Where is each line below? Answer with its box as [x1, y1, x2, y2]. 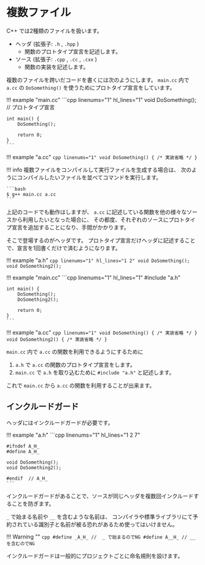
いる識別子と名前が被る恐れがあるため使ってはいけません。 [27, 520, 178, 528]
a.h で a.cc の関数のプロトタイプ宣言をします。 [15, 360, 136, 368]
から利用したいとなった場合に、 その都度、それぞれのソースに [11, 216, 169, 223]
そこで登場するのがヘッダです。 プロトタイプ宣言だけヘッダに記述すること [6, 236, 196, 244]
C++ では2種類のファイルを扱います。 [6, 27, 102, 34]
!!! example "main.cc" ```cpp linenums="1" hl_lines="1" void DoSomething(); [6, 96, 197, 103]
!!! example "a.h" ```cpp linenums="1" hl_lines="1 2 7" [6, 431, 141, 438]
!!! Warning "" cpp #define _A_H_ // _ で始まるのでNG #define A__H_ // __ [6, 532, 196, 540]
